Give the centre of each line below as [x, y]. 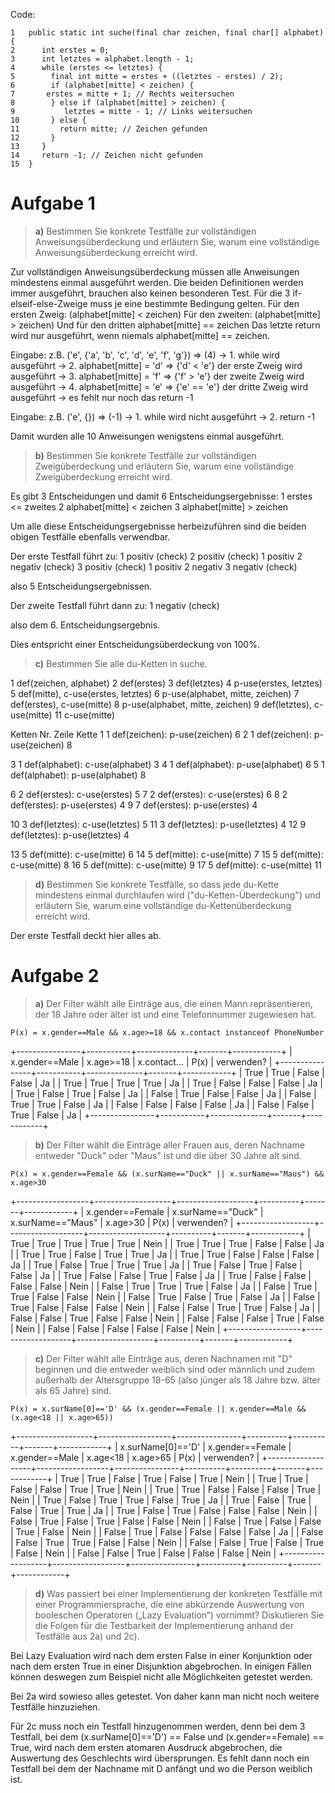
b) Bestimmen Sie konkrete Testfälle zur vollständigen [145, 455]
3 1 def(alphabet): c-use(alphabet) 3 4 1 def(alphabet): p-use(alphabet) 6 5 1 [167, 764]
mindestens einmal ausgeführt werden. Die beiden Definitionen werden [157, 282]
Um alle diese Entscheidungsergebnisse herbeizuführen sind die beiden [158, 526]
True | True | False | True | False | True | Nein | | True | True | [184, 1478]
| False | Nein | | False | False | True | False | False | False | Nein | [143, 1553]
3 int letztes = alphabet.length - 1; [102, 59]
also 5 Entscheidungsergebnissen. [81, 586]
